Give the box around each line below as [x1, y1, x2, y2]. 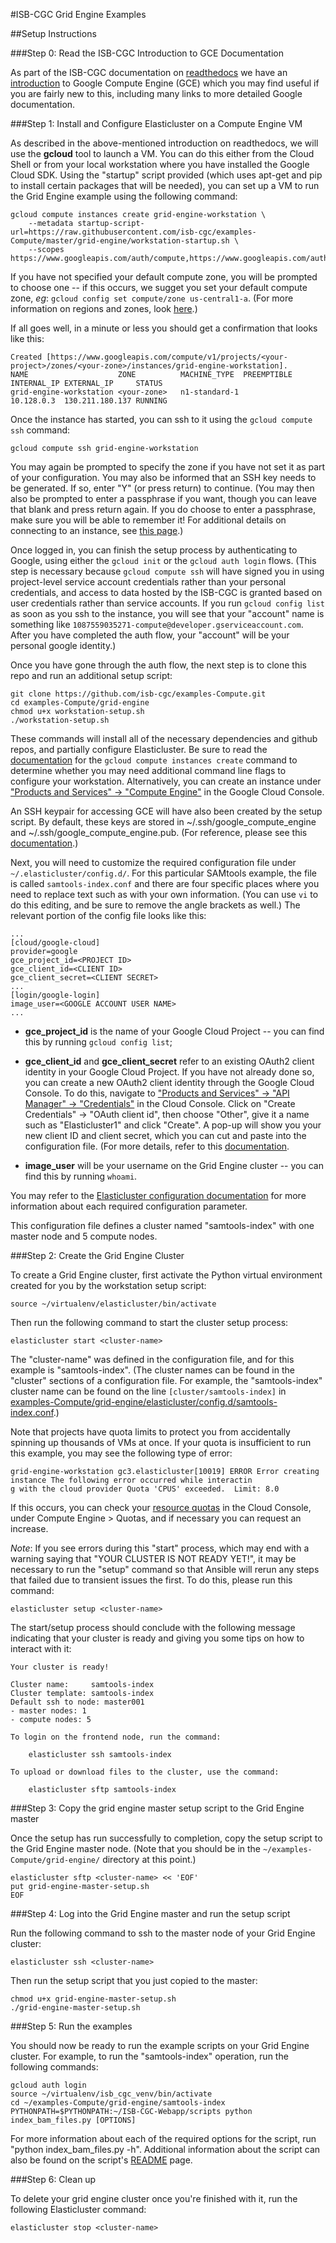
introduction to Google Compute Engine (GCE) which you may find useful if [10, 77, 320, 89]
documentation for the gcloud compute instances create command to [10, 754, 298, 766]
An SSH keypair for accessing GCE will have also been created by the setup [10, 805, 323, 817]
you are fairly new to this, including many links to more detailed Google [10, 88, 303, 99]
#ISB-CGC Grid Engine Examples [10, 9, 147, 20]
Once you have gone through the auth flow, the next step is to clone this [10, 659, 307, 671]
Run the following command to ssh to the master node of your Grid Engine [10, 1927, 316, 1939]
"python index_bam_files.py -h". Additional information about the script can [10, 2144, 321, 2155]
